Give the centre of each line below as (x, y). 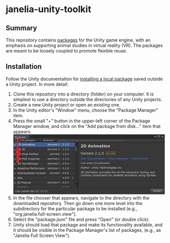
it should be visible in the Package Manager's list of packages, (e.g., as (87, 230)
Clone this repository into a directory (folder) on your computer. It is (83, 94)
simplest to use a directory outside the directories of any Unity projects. (88, 99)
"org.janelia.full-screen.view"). (45, 214)
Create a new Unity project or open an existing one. (67, 105)
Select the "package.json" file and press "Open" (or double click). (81, 219)
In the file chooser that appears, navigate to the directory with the (81, 198)
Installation (24, 67)
